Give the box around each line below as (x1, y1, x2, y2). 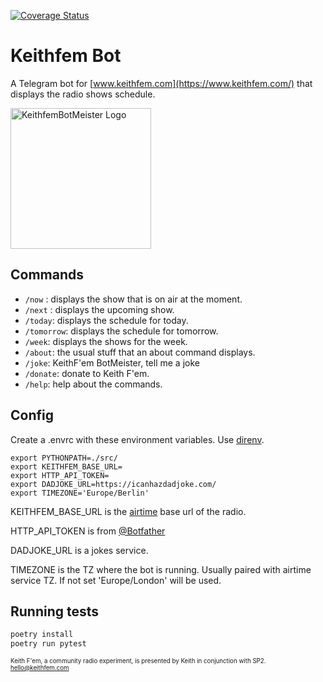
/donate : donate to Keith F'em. (24, 367, 150, 379)
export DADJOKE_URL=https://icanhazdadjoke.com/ (10, 479, 217, 489)
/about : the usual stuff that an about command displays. (24, 346, 256, 358)
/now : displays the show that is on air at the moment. (24, 293, 243, 305)
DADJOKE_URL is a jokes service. (10, 544, 149, 556)
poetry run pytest (10, 639, 87, 649)
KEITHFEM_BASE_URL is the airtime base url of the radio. (10, 505, 247, 517)
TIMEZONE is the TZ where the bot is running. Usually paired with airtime (10, 563, 312, 575)
